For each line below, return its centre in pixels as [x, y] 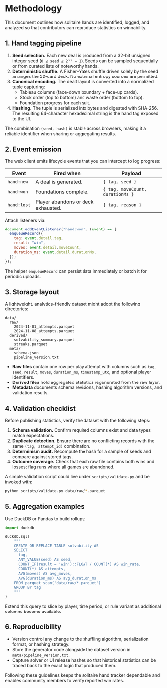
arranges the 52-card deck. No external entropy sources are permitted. [85, 76]
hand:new [18, 182]
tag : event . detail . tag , [39, 238]
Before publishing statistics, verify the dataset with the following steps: [78, 421]
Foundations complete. [62, 192]
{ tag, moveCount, [125, 189]
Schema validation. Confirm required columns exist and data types [81, 430]
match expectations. [33, 436]
